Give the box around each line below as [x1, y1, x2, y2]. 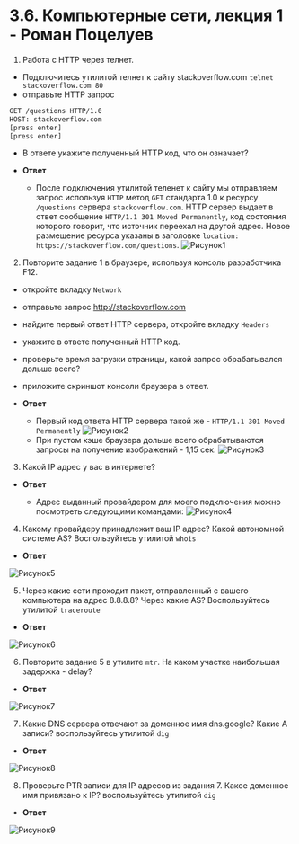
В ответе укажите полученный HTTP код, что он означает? [22, 147, 249, 158]
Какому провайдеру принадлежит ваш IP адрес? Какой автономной [22, 523, 285, 535]
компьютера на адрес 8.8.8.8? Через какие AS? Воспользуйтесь [22, 595, 271, 606]
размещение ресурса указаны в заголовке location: [35, 230, 240, 241]
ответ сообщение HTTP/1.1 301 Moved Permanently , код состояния [35, 211, 286, 222]
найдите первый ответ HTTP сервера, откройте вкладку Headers [22, 319, 270, 330]
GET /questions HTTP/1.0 [9, 106, 102, 115]
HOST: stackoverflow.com [9, 114, 102, 124]
